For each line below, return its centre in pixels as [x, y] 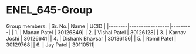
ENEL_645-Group [49, 10]
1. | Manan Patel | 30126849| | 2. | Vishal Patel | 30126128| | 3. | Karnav [100, 32]
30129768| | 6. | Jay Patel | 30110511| [50, 45]
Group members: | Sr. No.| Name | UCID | [56, 26]
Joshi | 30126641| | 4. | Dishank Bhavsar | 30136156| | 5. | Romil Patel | [91, 38]
